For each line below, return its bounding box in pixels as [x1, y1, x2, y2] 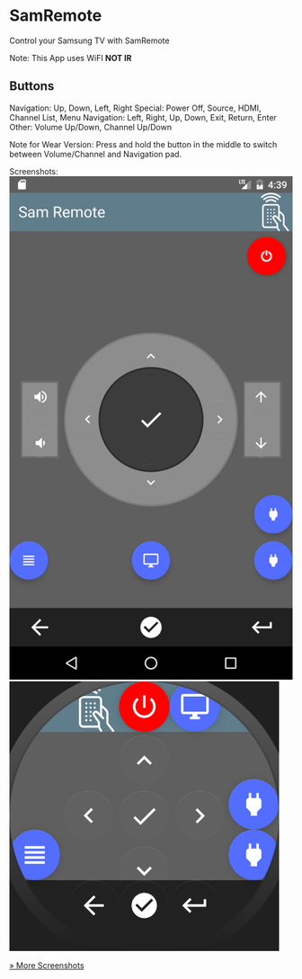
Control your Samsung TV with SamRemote [9, 35, 170, 46]
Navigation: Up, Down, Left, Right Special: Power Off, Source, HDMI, [9, 102, 262, 113]
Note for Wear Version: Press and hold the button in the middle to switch [9, 138, 278, 149]
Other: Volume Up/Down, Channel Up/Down [9, 121, 173, 132]
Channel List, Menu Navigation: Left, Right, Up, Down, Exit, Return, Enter [9, 111, 277, 122]
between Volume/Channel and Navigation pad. [9, 148, 182, 159]
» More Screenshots [9, 959, 84, 971]
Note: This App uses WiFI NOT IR [9, 52, 132, 63]
